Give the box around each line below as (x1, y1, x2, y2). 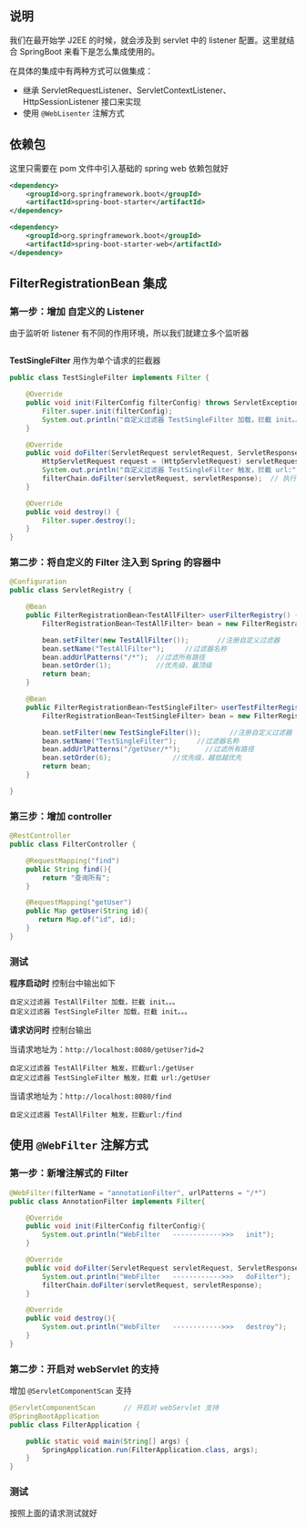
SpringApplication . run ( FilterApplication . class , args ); (42, 1445, 259, 1454)
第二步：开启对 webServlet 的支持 (9, 1362, 159, 1375)
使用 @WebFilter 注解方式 (9, 1138, 148, 1153)
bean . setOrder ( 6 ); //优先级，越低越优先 (42, 753, 242, 763)
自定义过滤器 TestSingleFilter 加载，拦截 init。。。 (9, 1007, 192, 1016)
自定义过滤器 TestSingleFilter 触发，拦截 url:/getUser (9, 1074, 211, 1083)
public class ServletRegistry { (9, 586, 132, 595)
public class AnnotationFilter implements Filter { (9, 1197, 206, 1206)
